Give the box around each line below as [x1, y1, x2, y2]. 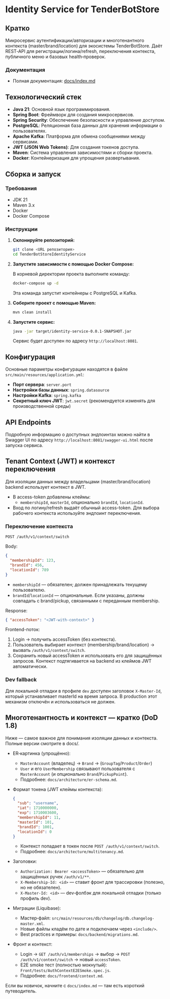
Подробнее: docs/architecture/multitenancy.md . [20, 849, 125, 855]
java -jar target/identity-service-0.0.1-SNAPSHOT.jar [12, 329, 132, 334]
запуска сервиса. [5, 442, 43, 449]
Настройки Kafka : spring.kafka [12, 392, 81, 399]
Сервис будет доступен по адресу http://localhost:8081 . [12, 338, 138, 344]
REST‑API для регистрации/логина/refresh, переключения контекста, [5, 48, 156, 54]
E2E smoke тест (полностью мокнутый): [20, 962, 107, 968]
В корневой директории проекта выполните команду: [12, 271, 130, 277]
